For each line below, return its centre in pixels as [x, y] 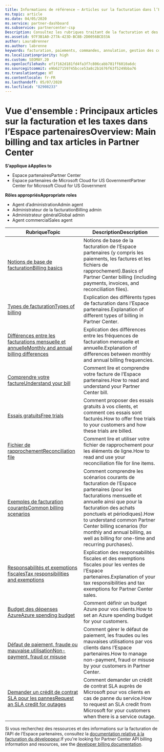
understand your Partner [112, 386]
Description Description [120, 232]
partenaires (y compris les [114, 253]
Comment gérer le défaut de [116, 629]
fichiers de [96, 265]
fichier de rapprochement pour [119, 445]
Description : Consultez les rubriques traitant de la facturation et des [82, 32]
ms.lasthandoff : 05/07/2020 [34, 82]
